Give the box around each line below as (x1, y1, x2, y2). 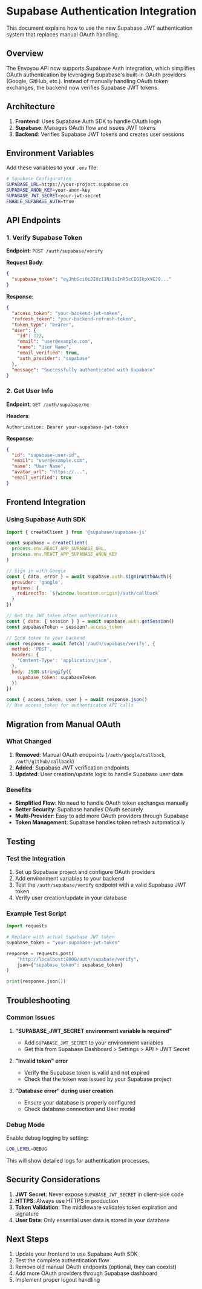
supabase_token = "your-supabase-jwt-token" (6, 939, 120, 946)
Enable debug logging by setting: (6, 1134, 89, 1142)
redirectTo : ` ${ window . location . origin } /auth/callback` (17, 590, 161, 597)
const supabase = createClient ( (6, 540, 88, 546)
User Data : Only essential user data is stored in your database (15, 1216, 171, 1223)
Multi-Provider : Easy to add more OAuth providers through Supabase (15, 812, 189, 820)
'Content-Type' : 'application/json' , (17, 657, 112, 664)
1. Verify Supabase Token (6, 234, 83, 242)
